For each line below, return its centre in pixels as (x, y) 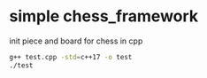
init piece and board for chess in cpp (76, 41)
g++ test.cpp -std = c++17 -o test (71, 57)
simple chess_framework (104, 16)
